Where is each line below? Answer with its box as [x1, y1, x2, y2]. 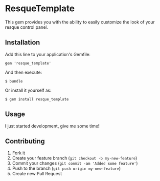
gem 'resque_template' [5, 60, 51, 66]
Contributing [5, 137, 45, 145]
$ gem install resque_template [5, 97, 69, 101]
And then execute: [5, 69, 42, 75]
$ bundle [5, 79, 23, 83]
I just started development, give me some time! [5, 123, 100, 129]
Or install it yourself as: [5, 87, 51, 93]
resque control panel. [5, 24, 48, 30]
